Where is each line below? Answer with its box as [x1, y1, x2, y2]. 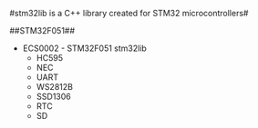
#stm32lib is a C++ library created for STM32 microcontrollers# [9, 8, 249, 18]
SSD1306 [36, 91, 71, 102]
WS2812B [36, 82, 73, 92]
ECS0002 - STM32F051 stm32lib [22, 43, 148, 54]
